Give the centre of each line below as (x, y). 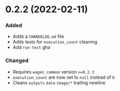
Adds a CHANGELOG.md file (38, 36)
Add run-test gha (31, 48)
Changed (17, 61)
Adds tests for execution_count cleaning (55, 42)
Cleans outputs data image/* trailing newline (59, 82)
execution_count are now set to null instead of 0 (64, 77)
